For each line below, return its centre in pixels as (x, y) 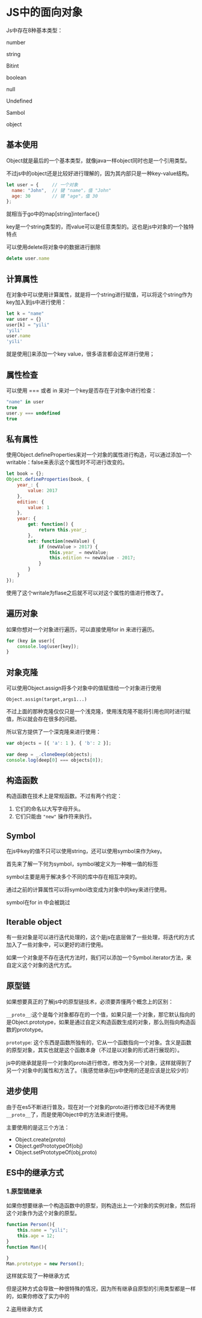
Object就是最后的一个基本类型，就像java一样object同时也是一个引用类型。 (98, 160)
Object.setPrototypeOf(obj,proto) (56, 1152)
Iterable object (34, 922)
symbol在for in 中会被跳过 (38, 902)
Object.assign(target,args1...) (47, 699)
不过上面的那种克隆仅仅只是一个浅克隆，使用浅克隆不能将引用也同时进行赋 (98, 712)
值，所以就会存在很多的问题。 (43, 719)
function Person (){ (31, 1225)
